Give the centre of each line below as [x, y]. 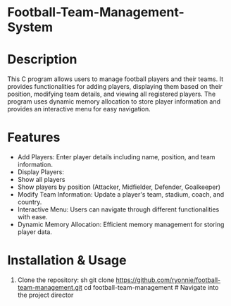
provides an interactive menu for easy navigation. [79, 109]
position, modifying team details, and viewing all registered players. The [112, 94]
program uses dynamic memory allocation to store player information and [114, 102]
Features [34, 137]
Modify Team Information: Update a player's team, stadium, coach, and [121, 195]
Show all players [41, 180]
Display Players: [41, 172]
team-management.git [50, 287]
